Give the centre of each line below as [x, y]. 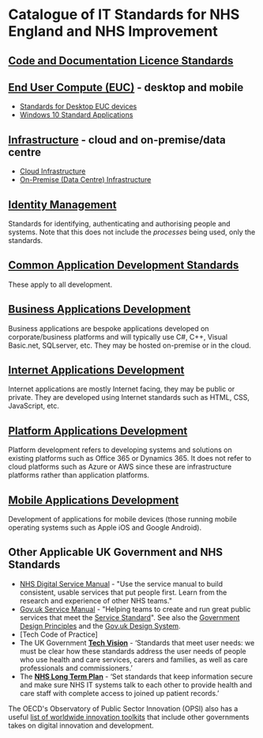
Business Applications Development [100, 309]
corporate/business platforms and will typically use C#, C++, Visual [118, 337]
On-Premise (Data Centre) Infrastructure [85, 180]
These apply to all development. [60, 284]
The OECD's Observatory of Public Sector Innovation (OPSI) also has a [123, 708]
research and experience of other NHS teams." [96, 600]
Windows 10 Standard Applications [76, 115]
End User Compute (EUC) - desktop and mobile [126, 87]
